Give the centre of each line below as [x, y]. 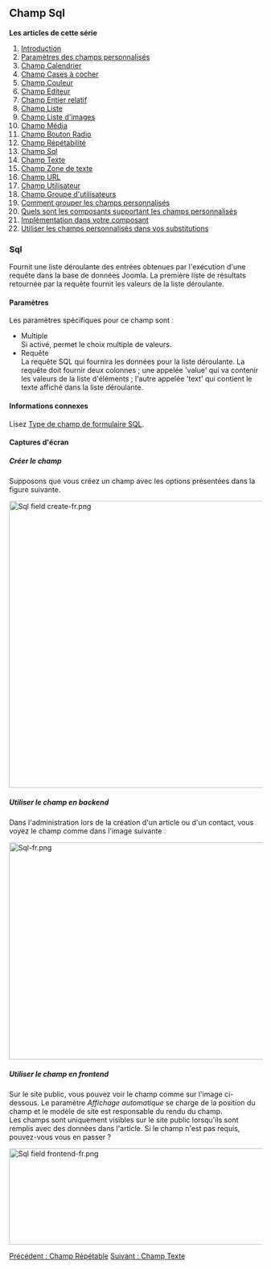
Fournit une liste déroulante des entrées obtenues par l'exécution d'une [127, 267]
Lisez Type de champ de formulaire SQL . [76, 424]
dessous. [24, 1103]
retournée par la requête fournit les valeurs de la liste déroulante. [117, 284]
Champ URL [41, 177]
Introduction [41, 48]
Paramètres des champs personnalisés [85, 56]
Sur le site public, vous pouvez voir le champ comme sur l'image [116, 1094]
